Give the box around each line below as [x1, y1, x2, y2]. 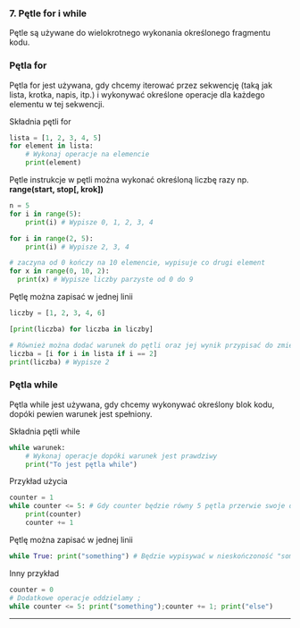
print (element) [25, 158, 82, 167]
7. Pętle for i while [9, 7, 87, 20]
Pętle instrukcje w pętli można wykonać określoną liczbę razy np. [9, 174, 250, 185]
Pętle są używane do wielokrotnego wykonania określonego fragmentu [9, 28, 271, 38]
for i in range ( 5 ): [9, 209, 82, 218]
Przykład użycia [9, 476, 69, 487]
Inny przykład [9, 567, 60, 579]
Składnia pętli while [9, 426, 80, 437]
